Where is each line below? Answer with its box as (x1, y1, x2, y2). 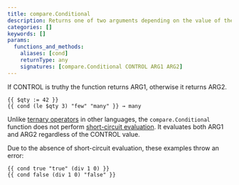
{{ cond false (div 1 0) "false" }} (7, 171, 116, 178)
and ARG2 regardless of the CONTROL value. (7, 130, 140, 138)
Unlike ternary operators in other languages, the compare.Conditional (7, 115, 211, 123)
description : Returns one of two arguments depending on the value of (7, 17, 221, 24)
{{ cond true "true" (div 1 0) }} (7, 164, 110, 172)
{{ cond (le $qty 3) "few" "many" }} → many (7, 102, 142, 110)
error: (7, 151, 24, 159)
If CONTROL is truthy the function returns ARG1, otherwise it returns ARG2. (7, 82, 228, 91)
